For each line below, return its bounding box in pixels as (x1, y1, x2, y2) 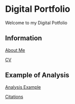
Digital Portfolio (5, 3, 71, 15)
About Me (5, 47, 26, 53)
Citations (5, 94, 24, 100)
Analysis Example (5, 84, 41, 90)
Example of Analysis (5, 71, 70, 79)
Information (5, 34, 42, 42)
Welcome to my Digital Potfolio (5, 20, 68, 26)
